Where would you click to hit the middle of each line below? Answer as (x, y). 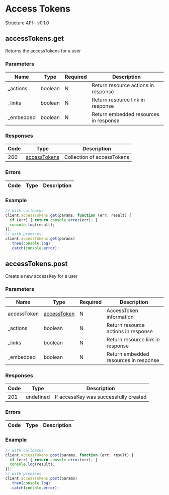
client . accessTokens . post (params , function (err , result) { (70, 455)
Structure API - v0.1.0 (27, 23)
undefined (38, 397)
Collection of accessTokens (97, 157)
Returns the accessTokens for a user (43, 50)
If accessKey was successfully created (101, 397)
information (120, 317)
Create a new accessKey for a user (41, 276)
